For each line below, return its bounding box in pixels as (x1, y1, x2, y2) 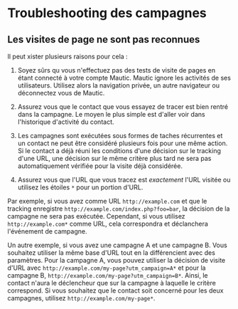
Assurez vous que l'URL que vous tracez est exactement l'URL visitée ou (17, 176, 231, 184)
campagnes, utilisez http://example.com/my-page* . (7, 294, 156, 302)
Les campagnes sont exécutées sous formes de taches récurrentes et (17, 132, 223, 140)
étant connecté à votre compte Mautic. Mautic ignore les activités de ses (17, 73, 231, 82)
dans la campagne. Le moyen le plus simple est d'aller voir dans (17, 110, 205, 118)
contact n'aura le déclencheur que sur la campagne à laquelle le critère (7, 279, 217, 287)
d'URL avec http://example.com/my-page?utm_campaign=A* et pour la (7, 263, 206, 272)
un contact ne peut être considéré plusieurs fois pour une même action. (17, 139, 228, 147)
